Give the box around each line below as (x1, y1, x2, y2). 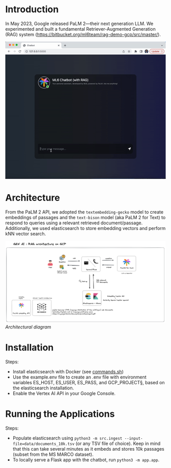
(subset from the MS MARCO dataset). (12, 451, 94, 457)
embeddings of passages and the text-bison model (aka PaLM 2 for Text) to (5, 214, 166, 220)
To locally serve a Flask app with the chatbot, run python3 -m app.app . (12, 456, 160, 463)
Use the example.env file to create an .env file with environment (12, 374, 147, 380)
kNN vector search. (5, 230, 46, 237)
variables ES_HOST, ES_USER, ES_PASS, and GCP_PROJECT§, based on (12, 379, 165, 385)
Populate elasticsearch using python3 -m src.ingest (12, 435, 123, 441)
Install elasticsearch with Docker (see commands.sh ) (12, 368, 124, 375)
